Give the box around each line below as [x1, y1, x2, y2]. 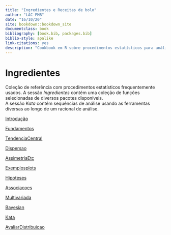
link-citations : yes [5, 41, 49, 46]
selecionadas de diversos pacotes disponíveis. [5, 95, 103, 101]
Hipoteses [5, 174, 27, 181]
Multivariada [5, 194, 32, 200]
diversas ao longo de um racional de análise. [5, 105, 99, 112]
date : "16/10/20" [5, 17, 42, 22]
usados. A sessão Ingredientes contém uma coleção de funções [5, 90, 140, 96]
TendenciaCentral [5, 135, 43, 141]
